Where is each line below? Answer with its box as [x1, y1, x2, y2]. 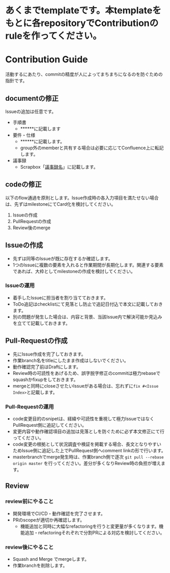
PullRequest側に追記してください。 [12, 422, 87, 428]
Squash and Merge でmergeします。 [12, 556, 90, 562]
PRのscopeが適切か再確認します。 [12, 516, 85, 523]
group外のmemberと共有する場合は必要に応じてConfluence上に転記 [20, 145, 164, 151]
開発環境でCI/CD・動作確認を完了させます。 [12, 510, 105, 516]
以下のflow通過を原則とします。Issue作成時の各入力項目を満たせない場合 [5, 195, 159, 201]
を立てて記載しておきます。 [12, 320, 70, 326]
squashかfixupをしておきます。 [12, 376, 78, 383]
